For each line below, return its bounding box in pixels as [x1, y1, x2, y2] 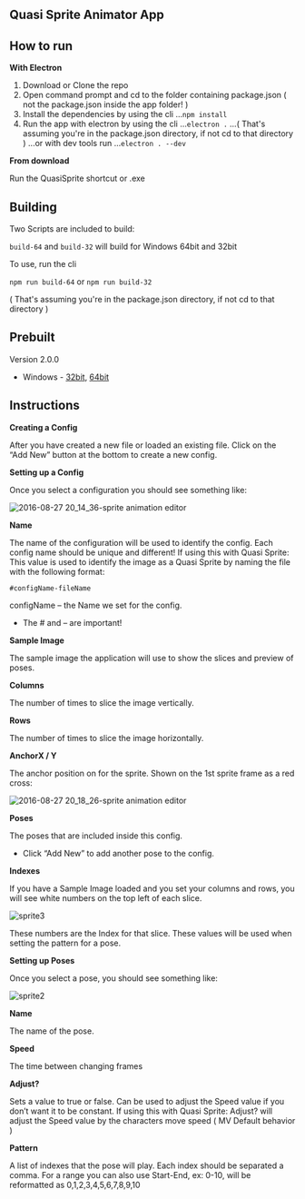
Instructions [9, 398, 80, 413]
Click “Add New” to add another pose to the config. [22, 847, 215, 858]
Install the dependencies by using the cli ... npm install [22, 109, 228, 120]
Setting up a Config [9, 467, 84, 478]
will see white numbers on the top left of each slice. [9, 892, 202, 903]
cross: [9, 777, 34, 788]
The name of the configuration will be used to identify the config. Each [9, 537, 274, 548]
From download [9, 155, 70, 166]
